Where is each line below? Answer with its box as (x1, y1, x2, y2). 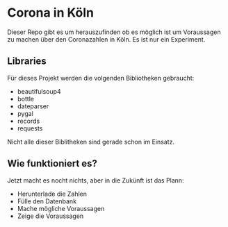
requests (17, 124, 43, 133)
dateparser (17, 102, 49, 110)
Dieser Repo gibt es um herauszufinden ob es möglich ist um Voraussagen (7, 28, 221, 36)
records (17, 117, 40, 125)
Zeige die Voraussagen (17, 212, 84, 220)
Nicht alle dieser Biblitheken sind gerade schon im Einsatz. (7, 137, 175, 146)
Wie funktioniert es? (7, 158, 97, 169)
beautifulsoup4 (17, 87, 61, 95)
